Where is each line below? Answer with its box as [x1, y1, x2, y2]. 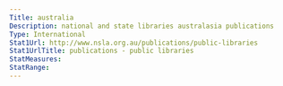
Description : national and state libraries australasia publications [9, 21, 275, 30]
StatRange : [9, 64, 50, 73]
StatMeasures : [9, 55, 63, 64]
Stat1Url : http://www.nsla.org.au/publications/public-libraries [9, 38, 258, 47]
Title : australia [9, 13, 74, 22]
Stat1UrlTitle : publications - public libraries [9, 47, 194, 56]
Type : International [9, 30, 87, 39]
